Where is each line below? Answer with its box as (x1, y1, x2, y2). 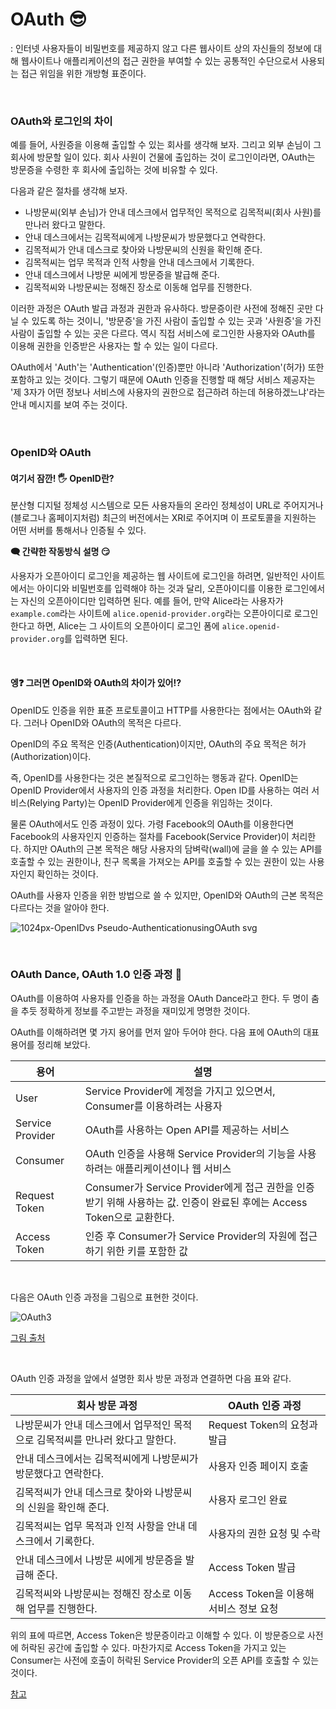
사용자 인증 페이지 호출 (208, 1459, 309, 1473)
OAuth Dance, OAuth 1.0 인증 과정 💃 (10, 968, 183, 982)
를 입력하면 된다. (63, 633, 128, 645)
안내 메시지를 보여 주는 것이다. (10, 399, 128, 411)
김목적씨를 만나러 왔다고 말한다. (36, 1433, 177, 1447)
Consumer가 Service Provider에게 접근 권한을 (84, 1180, 295, 1194)
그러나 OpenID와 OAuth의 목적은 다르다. (23, 716, 182, 728)
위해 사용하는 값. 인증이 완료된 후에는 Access (106, 1195, 308, 1209)
